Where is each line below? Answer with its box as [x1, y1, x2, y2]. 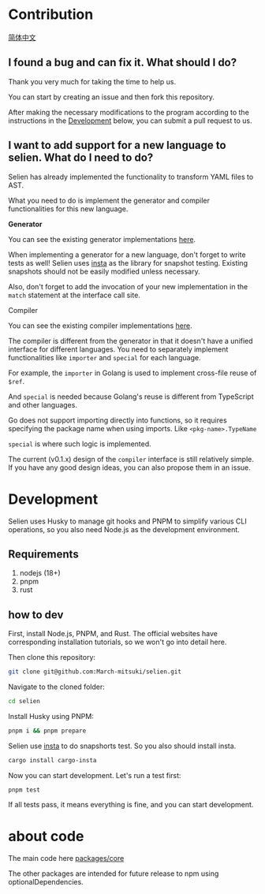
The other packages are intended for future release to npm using [8, 869, 219, 878]
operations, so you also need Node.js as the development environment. [8, 524, 241, 534]
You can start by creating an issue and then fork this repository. [8, 92, 215, 102]
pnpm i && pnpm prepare [8, 727, 87, 735]
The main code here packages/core [8, 853, 125, 862]
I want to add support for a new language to [8, 139, 226, 152]
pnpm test [8, 786, 41, 794]
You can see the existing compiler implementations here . [8, 321, 192, 330]
